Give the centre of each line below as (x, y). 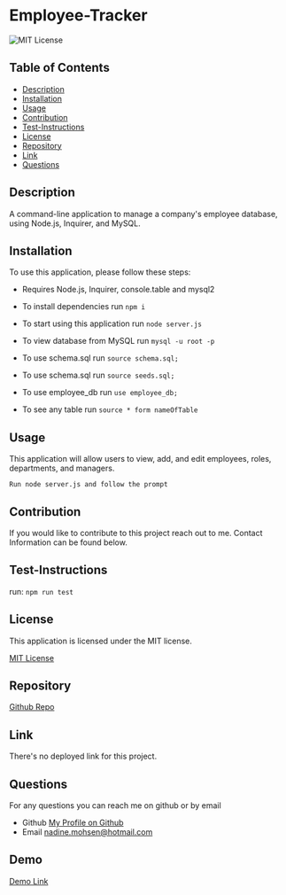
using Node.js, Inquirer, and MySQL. (75, 223)
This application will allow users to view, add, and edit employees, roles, (140, 459)
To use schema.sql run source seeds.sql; (98, 375)
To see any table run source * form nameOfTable (110, 409)
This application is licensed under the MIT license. (101, 641)
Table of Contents (60, 68)
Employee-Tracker (78, 16)
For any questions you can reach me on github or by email (115, 805)
